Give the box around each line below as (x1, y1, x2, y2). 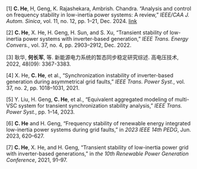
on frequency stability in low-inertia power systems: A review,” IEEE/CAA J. (6, 11, 190, 18)
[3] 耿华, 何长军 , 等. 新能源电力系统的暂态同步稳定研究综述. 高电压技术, (6, 54, 179, 61)
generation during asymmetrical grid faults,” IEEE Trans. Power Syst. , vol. (6, 78, 185, 85)
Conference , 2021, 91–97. (6, 157, 68, 163)
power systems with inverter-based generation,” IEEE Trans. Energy (23, 35, 189, 42)
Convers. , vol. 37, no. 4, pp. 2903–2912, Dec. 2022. (6, 41, 132, 48)
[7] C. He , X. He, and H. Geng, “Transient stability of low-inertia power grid (6, 144, 189, 151)
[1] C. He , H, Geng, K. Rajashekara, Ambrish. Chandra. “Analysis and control (6, 5, 192, 12)
